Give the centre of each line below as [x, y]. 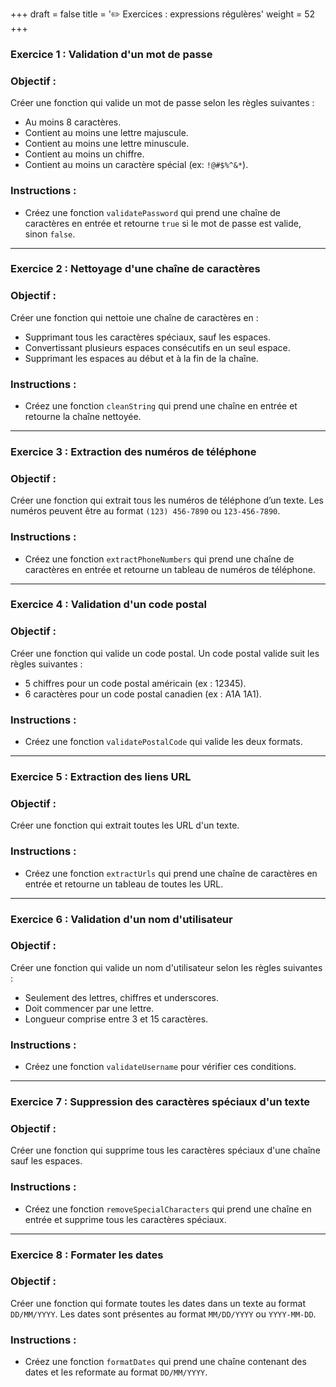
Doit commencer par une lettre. [89, 1008]
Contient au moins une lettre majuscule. [106, 133]
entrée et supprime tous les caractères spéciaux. [125, 1219]
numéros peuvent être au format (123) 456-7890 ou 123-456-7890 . [145, 511]
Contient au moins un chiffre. [84, 154]
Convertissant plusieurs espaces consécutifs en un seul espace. [157, 347]
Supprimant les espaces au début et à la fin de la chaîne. [141, 358]
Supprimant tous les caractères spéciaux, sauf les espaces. [147, 337]
